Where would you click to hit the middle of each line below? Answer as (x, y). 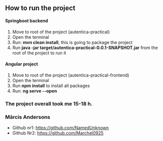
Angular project (21, 64)
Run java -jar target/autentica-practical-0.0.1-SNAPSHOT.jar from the (85, 47)
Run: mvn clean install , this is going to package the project (72, 42)
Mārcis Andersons (28, 117)
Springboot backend (27, 21)
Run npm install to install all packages (51, 86)
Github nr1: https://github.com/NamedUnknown (61, 128)
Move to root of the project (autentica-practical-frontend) (71, 75)
